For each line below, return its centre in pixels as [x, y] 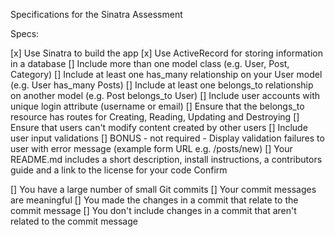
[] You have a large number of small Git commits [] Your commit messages [163, 189]
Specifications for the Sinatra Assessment [96, 14]
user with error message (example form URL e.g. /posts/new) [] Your [151, 148]
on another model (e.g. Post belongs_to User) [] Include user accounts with [165, 95]
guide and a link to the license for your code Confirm [119, 170]
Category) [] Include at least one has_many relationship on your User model [166, 74]
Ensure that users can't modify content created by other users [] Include [159, 127]
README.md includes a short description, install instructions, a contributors [166, 159]
